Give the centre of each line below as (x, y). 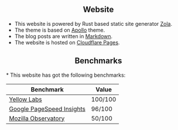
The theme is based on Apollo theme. (60, 30)
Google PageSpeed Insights (47, 109)
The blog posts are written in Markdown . (64, 36)
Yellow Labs (25, 99)
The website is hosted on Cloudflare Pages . (67, 42)
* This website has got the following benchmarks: (66, 75)
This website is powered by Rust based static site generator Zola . (93, 23)
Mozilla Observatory (37, 118)
